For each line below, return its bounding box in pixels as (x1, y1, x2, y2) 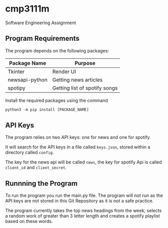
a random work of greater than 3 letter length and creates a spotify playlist (5, 213, 160, 219)
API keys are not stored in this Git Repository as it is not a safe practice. (5, 198, 154, 204)
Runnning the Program (5, 179, 78, 188)
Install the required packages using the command (5, 97, 108, 103)
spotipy (8, 84, 26, 91)
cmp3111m (5, 3, 49, 15)
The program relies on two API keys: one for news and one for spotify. (5, 134, 151, 140)
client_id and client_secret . (5, 165, 67, 171)
